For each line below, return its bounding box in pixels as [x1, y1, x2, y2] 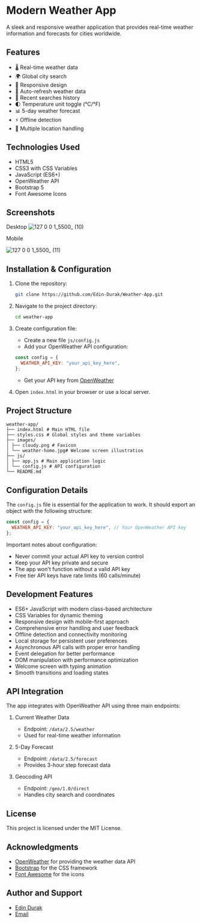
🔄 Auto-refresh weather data [14, 88, 86, 95]
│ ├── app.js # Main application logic [6, 458, 106, 464]
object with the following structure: [6, 507, 92, 515]
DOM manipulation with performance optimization [14, 656, 139, 664]
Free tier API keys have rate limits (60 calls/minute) [14, 572, 141, 579]
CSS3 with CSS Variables [14, 165, 78, 172]
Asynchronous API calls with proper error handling [14, 643, 140, 650]
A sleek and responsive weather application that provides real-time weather [6, 23, 194, 31]
